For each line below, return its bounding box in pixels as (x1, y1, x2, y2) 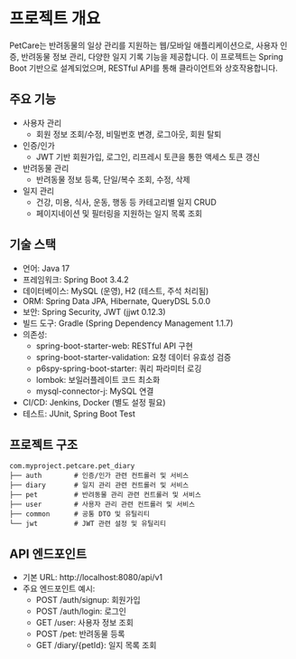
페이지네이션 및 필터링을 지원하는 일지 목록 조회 (35, 207, 203, 218)
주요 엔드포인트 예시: (22, 583, 96, 594)
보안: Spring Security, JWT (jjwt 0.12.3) (22, 306, 166, 317)
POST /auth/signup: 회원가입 (35, 595, 142, 606)
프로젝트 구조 (9, 436, 79, 453)
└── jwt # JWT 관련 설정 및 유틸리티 (9, 520, 167, 529)
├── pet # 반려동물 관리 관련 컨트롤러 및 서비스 (9, 491, 201, 500)
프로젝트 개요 (9, 8, 101, 29)
